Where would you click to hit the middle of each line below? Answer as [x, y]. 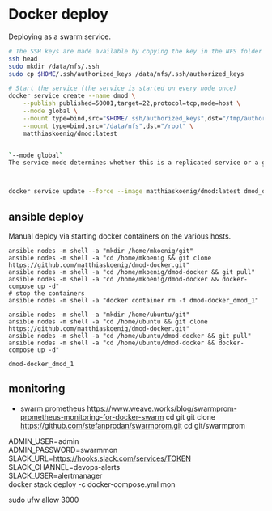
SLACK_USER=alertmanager [55, 475]
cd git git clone [191, 416]
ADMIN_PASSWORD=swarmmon [63, 450]
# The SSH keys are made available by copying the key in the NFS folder [136, 51]
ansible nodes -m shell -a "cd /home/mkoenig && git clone [110, 258]
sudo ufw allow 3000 [44, 500]
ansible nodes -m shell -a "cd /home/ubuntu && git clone [108, 322]
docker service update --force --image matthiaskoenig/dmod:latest [125, 192]
